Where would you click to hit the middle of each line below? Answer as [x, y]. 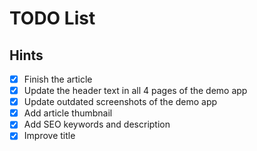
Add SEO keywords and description [97, 124]
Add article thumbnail [68, 113]
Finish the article [58, 79]
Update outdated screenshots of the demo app [120, 102]
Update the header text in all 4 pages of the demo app [135, 91]
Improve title [49, 136]
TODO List [52, 18]
